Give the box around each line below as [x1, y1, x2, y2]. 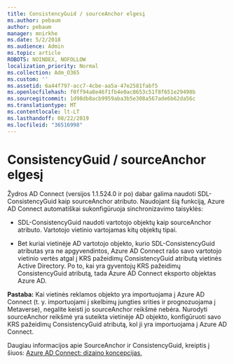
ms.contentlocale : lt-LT [7, 108, 80, 115]
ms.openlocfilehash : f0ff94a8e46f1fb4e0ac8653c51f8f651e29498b [7, 89, 196, 96]
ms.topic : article [7, 50, 61, 57]
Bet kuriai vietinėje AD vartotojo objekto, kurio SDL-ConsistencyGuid [17, 240, 215, 248]
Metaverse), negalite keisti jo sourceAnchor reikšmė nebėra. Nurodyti [7, 305, 208, 313]
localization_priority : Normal [7, 63, 99, 70]
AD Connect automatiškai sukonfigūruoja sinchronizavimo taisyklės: [7, 204, 203, 213]
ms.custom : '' [7, 75, 49, 83]
